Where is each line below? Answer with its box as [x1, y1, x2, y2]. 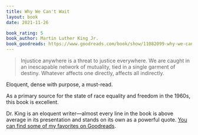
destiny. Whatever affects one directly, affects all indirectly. [20, 70, 164, 76]
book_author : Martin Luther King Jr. [6, 36, 99, 42]
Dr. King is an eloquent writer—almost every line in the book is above [6, 110, 174, 117]
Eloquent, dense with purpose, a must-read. [6, 81, 113, 88]
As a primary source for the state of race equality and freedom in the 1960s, [6, 92, 190, 99]
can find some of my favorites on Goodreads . [6, 123, 117, 129]
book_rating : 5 [6, 30, 44, 36]
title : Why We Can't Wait [6, 8, 70, 15]
